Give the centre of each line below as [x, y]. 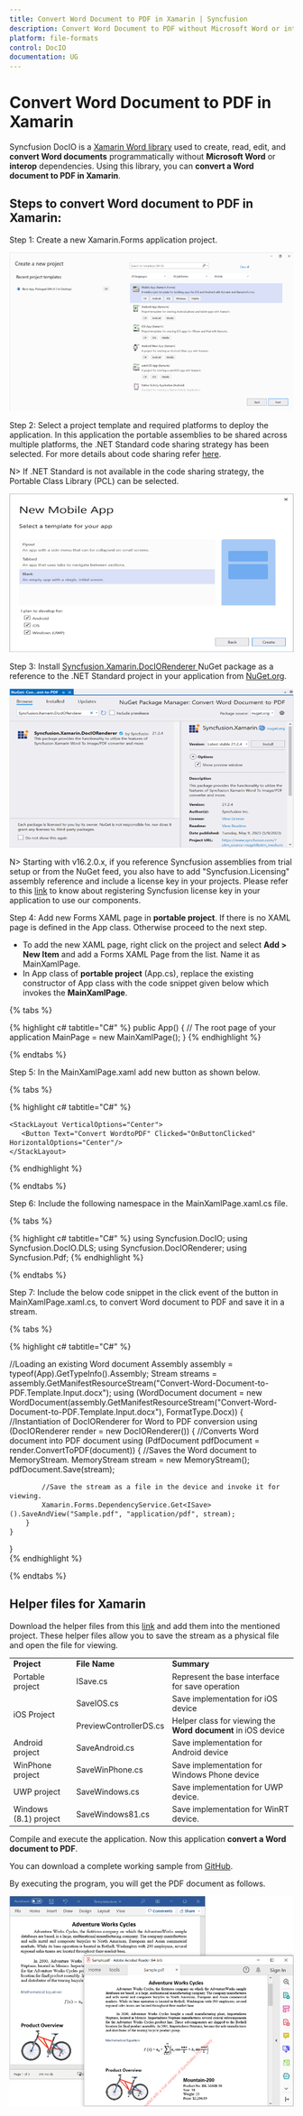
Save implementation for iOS [225, 1699]
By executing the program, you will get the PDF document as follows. [138, 1883]
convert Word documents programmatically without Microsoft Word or [142, 157]
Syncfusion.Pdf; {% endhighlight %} [77, 1257]
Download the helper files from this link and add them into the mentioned [145, 1626]
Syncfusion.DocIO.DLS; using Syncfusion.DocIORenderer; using [128, 1248]
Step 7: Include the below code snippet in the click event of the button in [144, 1292]
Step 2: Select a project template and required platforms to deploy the [139, 426]
